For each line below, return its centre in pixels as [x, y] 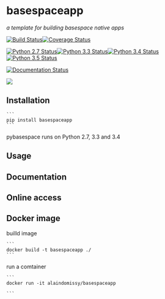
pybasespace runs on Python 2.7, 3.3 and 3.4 [63, 137]
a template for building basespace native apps [65, 28]
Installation [28, 101]
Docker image [33, 218]
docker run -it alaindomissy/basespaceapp [61, 283]
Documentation [37, 177]
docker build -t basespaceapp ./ [49, 250]
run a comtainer [26, 267]
